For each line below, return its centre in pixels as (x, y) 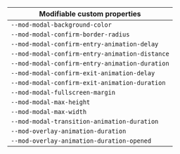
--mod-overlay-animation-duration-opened (81, 141)
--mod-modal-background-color (62, 25)
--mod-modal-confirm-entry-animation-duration (90, 64)
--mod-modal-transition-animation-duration (85, 121)
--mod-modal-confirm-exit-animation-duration (88, 83)
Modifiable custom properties (90, 14)
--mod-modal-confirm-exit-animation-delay (83, 73)
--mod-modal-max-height (51, 102)
